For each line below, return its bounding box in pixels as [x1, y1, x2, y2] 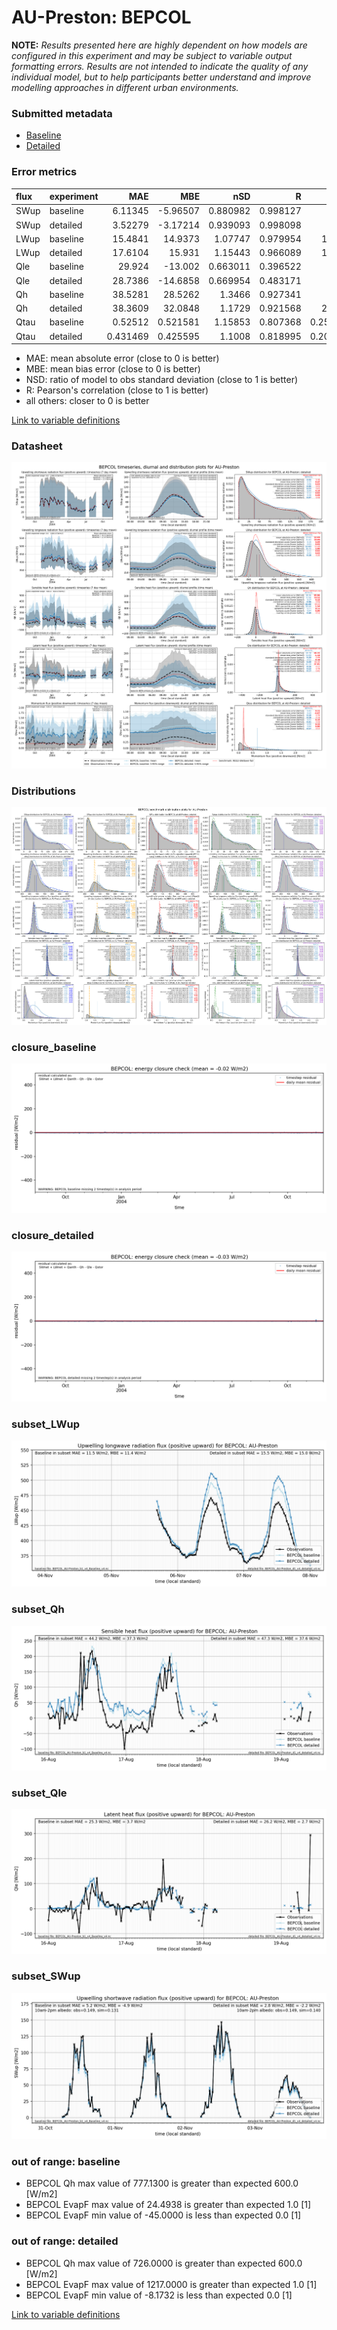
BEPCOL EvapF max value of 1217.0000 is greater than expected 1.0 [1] [25, 2278, 318, 2290]
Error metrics [11, 165, 78, 179]
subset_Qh [11, 1602, 65, 1616]
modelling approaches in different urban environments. [11, 81, 239, 93]
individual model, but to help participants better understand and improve [11, 71, 312, 83]
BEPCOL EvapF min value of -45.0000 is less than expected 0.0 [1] [25, 2209, 302, 2221]
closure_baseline [11, 1040, 97, 1054]
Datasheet [11, 439, 63, 453]
